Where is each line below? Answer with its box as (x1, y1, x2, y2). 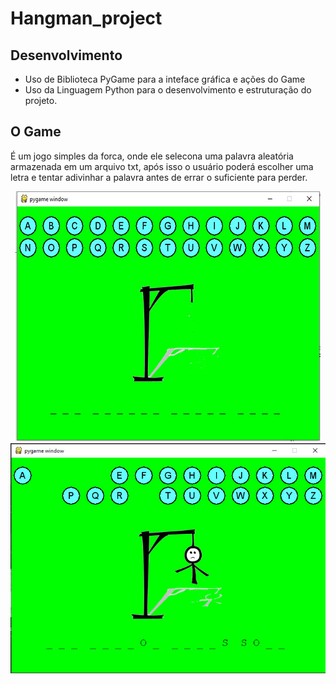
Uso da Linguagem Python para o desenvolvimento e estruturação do (24, 84, 312, 96)
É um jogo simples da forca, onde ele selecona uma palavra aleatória (10, 150, 294, 162)
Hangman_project (10, 7, 163, 30)
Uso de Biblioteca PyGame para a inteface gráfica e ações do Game (24, 73, 306, 85)
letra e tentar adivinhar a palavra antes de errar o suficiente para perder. (10, 171, 308, 183)
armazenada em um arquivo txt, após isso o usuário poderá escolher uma (10, 160, 314, 172)
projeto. (24, 95, 58, 106)
